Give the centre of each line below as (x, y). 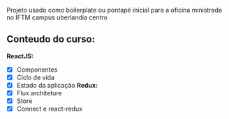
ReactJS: (20, 56)
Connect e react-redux (50, 109)
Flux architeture (39, 93)
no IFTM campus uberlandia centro (57, 17)
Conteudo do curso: (51, 39)
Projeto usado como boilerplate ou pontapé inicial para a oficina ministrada (114, 10)
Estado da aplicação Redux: (57, 85)
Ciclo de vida (36, 77)
